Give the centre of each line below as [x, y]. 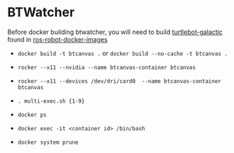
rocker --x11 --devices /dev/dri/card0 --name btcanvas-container [119, 81]
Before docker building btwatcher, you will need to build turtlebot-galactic [115, 32]
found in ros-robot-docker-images [57, 39]
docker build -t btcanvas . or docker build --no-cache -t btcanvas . [123, 53]
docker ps [32, 115]
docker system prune [48, 142]
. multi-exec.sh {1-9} [51, 101]
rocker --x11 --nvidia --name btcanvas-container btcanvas [107, 67]
